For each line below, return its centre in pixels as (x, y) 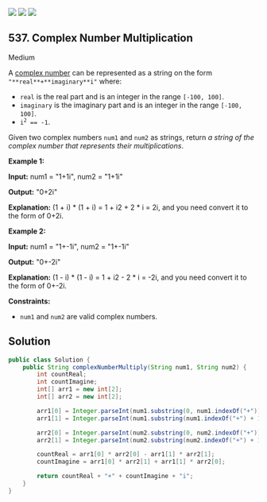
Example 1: (27, 161)
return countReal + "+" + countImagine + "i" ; (115, 477)
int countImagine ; (67, 382)
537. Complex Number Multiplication (101, 39)
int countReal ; (62, 375)
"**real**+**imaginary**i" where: (65, 81)
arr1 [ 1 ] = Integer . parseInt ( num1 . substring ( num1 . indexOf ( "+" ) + (145, 418)
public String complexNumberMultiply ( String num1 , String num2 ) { (135, 367)
